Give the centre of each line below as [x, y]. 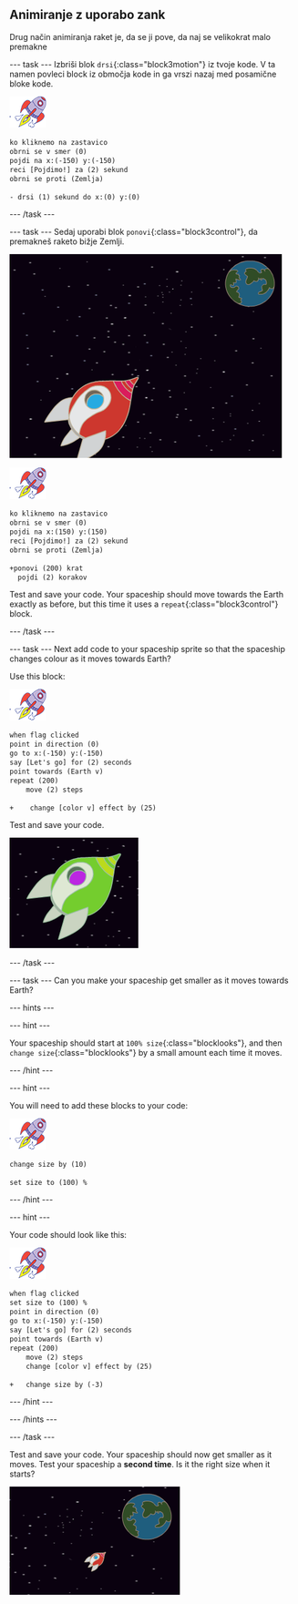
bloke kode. [31, 83]
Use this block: [37, 676]
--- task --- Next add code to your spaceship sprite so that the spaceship [147, 649]
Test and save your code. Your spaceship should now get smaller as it [141, 1454]
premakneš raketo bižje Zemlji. [67, 241]
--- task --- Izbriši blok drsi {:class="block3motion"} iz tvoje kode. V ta [143, 64]
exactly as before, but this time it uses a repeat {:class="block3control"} [144, 604]
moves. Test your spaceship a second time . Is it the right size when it [140, 1464]
